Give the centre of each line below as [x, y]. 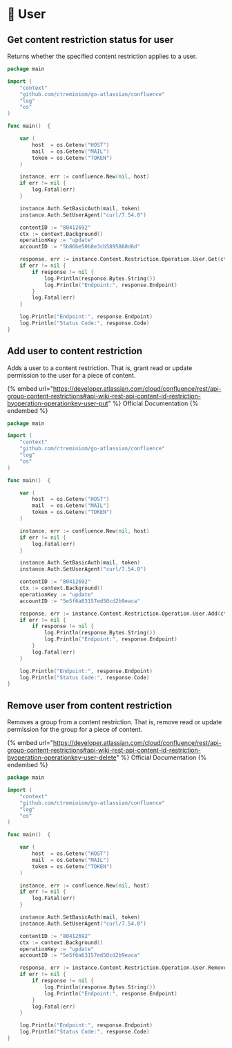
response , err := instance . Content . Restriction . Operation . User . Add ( [120, 614]
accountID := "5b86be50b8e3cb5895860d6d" [80, 247]
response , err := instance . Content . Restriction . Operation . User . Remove [123, 968]
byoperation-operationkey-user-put [58, 403]
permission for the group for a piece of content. [75, 730]
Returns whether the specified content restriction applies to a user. [102, 56]
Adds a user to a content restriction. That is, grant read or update [100, 368]
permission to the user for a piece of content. [71, 375]
